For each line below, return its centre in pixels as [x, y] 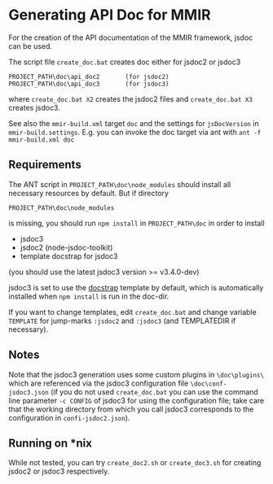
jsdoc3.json [29, 392]
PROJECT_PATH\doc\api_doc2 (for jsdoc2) [89, 76]
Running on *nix [50, 443]
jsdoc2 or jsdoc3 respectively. [59, 471]
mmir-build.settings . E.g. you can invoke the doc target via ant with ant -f [135, 132]
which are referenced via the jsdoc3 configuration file [99, 383]
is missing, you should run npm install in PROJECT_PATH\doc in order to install [136, 223]
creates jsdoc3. [35, 107]
